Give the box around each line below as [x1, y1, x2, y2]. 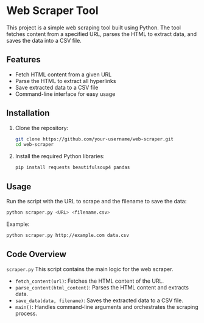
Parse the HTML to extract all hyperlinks [15, 77, 116, 84]
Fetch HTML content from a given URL [15, 71, 112, 78]
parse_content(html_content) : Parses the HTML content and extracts [15, 283, 189, 291]
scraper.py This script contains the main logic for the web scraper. [6, 265, 174, 272]
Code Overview [6, 249, 67, 259]
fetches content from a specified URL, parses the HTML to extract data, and [6, 30, 197, 37]
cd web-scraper [15, 142, 54, 148]
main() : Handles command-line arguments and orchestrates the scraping [15, 303, 199, 310]
